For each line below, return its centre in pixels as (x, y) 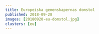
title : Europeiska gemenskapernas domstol (50, 10)
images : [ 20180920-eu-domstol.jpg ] (42, 19)
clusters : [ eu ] (21, 24)
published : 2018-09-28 (29, 14)
